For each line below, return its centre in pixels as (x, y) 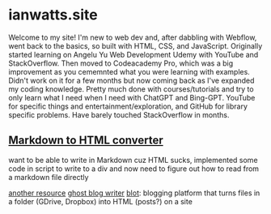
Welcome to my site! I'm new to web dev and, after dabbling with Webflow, (133, 37)
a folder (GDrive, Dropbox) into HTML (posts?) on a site (100, 201)
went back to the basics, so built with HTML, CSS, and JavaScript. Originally (135, 45)
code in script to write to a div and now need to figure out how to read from (134, 169)
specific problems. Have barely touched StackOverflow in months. (119, 114)
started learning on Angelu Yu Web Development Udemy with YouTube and (133, 54)
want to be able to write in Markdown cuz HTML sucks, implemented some (133, 160)
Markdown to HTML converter (86, 141)
